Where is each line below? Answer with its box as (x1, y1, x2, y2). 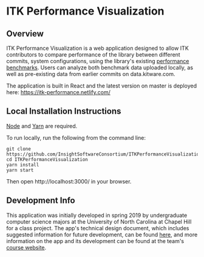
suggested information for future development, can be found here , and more (6, 231, 198, 238)
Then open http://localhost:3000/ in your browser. (6, 177, 132, 185)
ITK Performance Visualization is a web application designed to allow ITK (6, 44, 189, 52)
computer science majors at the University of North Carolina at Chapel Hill (6, 218, 192, 225)
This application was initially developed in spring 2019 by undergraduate (6, 211, 188, 219)
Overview (6, 29, 44, 39)
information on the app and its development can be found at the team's (6, 237, 185, 244)
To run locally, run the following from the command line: (6, 134, 146, 141)
